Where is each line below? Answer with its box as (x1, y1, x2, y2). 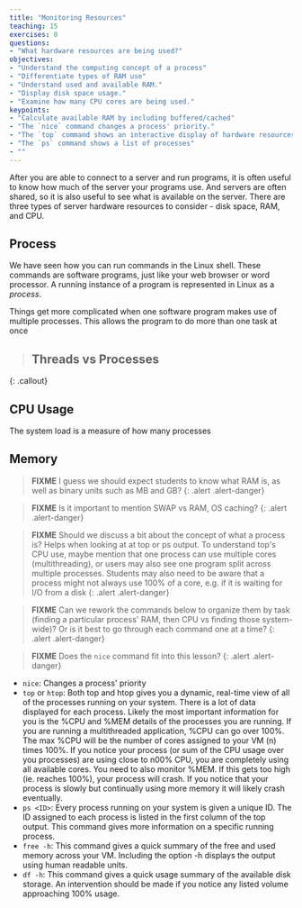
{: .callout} (9, 376, 48, 386)
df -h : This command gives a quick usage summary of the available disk (22, 868, 291, 879)
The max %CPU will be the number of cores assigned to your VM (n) (22, 735, 277, 746)
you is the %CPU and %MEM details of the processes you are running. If (22, 715, 292, 726)
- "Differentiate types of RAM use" (9, 72, 147, 81)
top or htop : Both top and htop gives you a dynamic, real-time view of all (22, 686, 290, 698)
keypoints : (9, 105, 50, 114)
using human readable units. (22, 859, 129, 870)
